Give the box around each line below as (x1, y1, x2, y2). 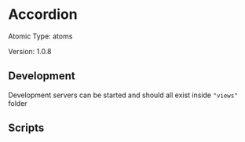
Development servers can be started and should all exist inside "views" (8, 90, 238, 100)
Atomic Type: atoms (8, 31, 73, 41)
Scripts (8, 122, 45, 135)
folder (8, 98, 27, 107)
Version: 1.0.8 (8, 46, 53, 56)
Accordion (8, 5, 78, 24)
